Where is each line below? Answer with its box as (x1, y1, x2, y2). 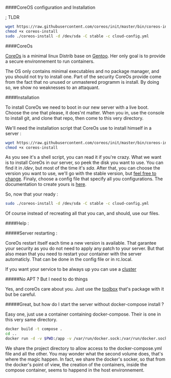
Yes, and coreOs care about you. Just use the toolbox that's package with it (5, 286, 164, 292)
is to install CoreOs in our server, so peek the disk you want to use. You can (5, 159, 164, 166)
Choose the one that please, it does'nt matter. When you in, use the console (5, 109, 164, 115)
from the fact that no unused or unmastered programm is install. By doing (5, 79, 159, 85)
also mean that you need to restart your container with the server (5, 251, 142, 257)
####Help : (5, 220, 29, 226)
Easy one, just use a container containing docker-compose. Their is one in (5, 311, 161, 317)
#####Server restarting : (5, 230, 58, 237)
